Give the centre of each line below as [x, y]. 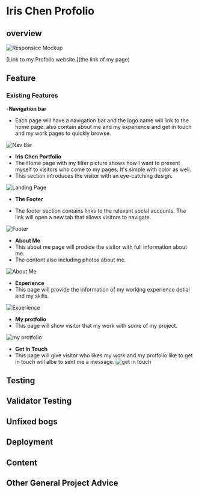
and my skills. [32, 296]
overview [24, 33]
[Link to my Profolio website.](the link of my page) [68, 59]
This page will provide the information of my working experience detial [103, 289]
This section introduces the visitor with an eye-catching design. [94, 175]
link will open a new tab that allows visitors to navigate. [83, 217]
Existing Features [32, 96]
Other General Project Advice [62, 483]
